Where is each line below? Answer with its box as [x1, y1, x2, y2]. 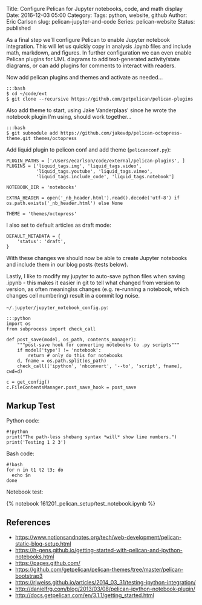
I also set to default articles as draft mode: [6, 221, 112, 229]
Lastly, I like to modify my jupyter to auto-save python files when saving [6, 273, 185, 279]
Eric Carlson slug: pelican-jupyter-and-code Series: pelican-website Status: [6, 18, 195, 25]
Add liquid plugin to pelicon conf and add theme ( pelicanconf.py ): [6, 146, 171, 153]
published [6, 24, 31, 32]
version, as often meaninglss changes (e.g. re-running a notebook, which [6, 286, 189, 293]
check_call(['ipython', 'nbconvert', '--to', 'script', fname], [17, 363, 183, 369]
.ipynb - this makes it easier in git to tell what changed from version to [6, 279, 180, 286]
